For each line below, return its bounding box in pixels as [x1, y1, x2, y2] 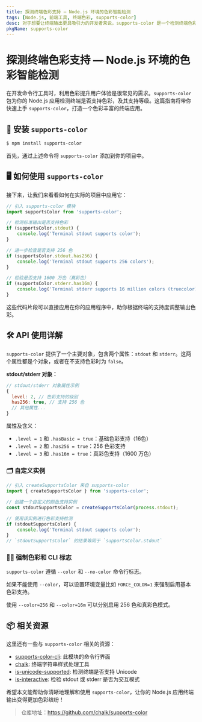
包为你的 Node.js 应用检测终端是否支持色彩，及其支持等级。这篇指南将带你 [6, 97, 192, 104]
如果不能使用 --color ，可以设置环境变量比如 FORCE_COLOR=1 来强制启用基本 [6, 581, 191, 588]
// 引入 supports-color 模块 [6, 203, 76, 209]
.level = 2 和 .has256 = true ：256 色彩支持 [14, 442, 126, 450]
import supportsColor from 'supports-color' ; [6, 209, 122, 215]
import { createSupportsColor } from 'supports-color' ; [6, 488, 149, 494]
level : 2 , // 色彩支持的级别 [11, 394, 78, 400]
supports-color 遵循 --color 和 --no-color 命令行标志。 [6, 568, 145, 576]
